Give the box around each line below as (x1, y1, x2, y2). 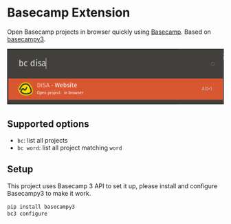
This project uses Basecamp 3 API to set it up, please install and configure (7, 181, 218, 190)
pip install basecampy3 (7, 203, 76, 210)
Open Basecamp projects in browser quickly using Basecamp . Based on (7, 28, 212, 36)
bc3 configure (7, 210, 48, 217)
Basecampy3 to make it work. (7, 189, 91, 197)
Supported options (7, 118, 89, 130)
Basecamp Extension (7, 5, 131, 21)
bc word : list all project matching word (16, 143, 122, 152)
